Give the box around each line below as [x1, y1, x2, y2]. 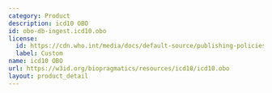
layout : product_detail [8, 72, 89, 80]
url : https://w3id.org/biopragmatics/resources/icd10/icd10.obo [8, 65, 230, 73]
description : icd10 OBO [8, 19, 89, 27]
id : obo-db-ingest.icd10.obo [8, 27, 107, 35]
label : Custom [15, 49, 63, 57]
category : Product [8, 11, 70, 20]
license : [8, 34, 38, 43]
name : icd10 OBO [8, 57, 63, 66]
